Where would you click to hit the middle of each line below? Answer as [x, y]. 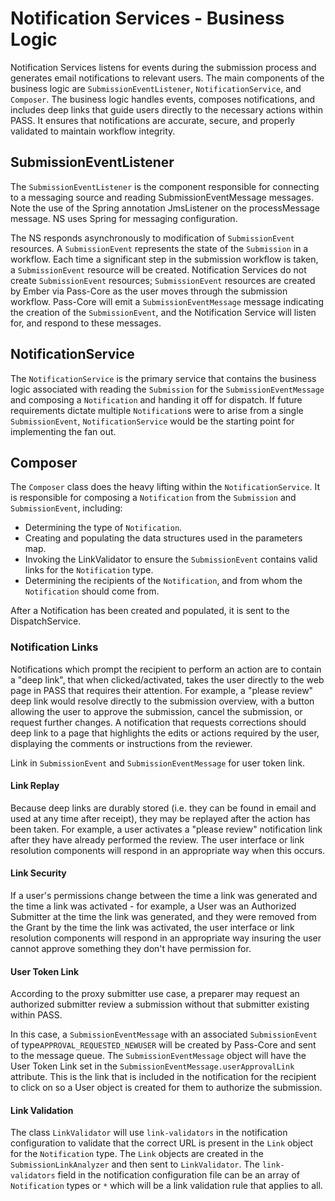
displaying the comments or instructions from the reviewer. [131, 743]
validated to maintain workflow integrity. [93, 131]
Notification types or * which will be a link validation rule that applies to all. [166, 1186]
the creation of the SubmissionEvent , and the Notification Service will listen [163, 312]
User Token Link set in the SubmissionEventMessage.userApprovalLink [152, 1066]
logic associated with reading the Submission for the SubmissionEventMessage [167, 389]
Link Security [38, 873]
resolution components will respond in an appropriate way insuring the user [166, 938]
